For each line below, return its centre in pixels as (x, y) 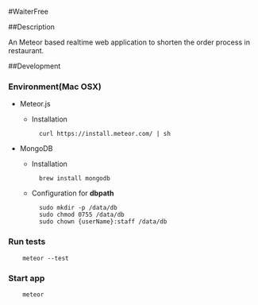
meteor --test (46, 258)
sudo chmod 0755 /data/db (81, 215)
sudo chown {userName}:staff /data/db (103, 222)
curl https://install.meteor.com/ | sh (104, 134)
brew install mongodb (75, 179)
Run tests (27, 241)
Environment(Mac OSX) (55, 87)
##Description (32, 27)
